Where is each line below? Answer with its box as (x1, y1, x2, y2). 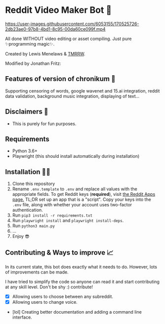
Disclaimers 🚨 (5, 107, 48, 116)
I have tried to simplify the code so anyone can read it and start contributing (5, 279, 160, 284)
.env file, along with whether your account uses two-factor (12, 202, 132, 208)
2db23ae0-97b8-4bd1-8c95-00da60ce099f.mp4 (5, 26, 106, 32)
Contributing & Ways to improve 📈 (5, 248, 114, 257)
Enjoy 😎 (12, 233, 30, 239)
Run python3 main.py (12, 223, 55, 229)
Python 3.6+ (12, 148, 38, 154)
